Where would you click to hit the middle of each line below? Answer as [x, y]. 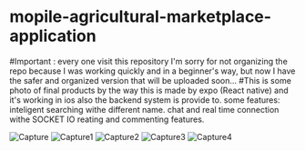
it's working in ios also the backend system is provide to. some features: [145, 100]
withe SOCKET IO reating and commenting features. [107, 119]
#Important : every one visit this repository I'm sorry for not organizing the [149, 61]
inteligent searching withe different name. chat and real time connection [144, 109]
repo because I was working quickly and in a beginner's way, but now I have [152, 71]
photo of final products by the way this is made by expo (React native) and [149, 90]
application [53, 36]
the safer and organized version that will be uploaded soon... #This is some [150, 80]
